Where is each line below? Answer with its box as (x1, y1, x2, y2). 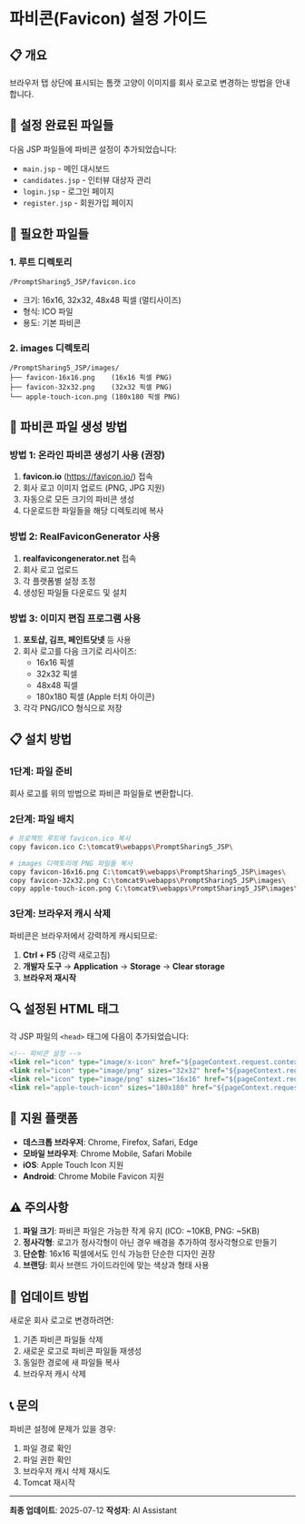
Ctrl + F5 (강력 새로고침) (22, 949, 111, 960)
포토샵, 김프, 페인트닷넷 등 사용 (22, 635, 132, 645)
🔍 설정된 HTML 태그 (9, 1001, 120, 1016)
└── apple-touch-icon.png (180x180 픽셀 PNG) (9, 392, 182, 401)
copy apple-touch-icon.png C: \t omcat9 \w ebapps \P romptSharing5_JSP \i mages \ (9, 884, 299, 893)
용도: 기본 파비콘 (22, 317, 82, 328)
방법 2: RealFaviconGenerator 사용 (9, 530, 161, 543)
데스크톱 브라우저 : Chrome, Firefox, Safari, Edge (22, 1136, 198, 1147)
